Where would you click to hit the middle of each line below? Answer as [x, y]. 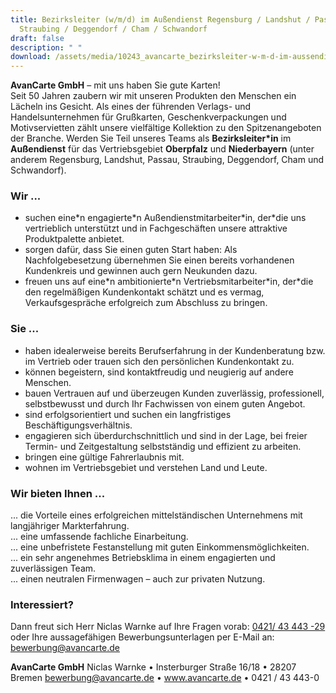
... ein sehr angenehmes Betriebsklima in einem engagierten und [143, 558]
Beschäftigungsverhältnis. [78, 425]
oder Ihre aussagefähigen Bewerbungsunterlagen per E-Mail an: [142, 637]
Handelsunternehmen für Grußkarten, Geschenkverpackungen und [148, 117]
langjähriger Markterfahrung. [70, 526]
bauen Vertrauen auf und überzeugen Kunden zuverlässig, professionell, [174, 393]
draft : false [37, 38]
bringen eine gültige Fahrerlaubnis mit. [104, 457]
